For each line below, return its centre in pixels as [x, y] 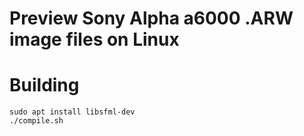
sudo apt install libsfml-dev [72, 112]
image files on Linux [94, 39]
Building [44, 85]
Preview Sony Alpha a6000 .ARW [151, 18]
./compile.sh [36, 121]
